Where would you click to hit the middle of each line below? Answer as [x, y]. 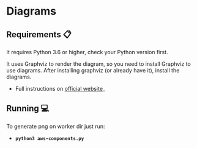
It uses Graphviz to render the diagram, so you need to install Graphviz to [98, 64]
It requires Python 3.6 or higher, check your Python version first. [87, 52]
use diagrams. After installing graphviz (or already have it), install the [93, 70]
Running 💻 [28, 109]
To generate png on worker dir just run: [56, 126]
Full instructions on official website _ [60, 89]
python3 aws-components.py [50, 138]
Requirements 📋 [39, 34]
